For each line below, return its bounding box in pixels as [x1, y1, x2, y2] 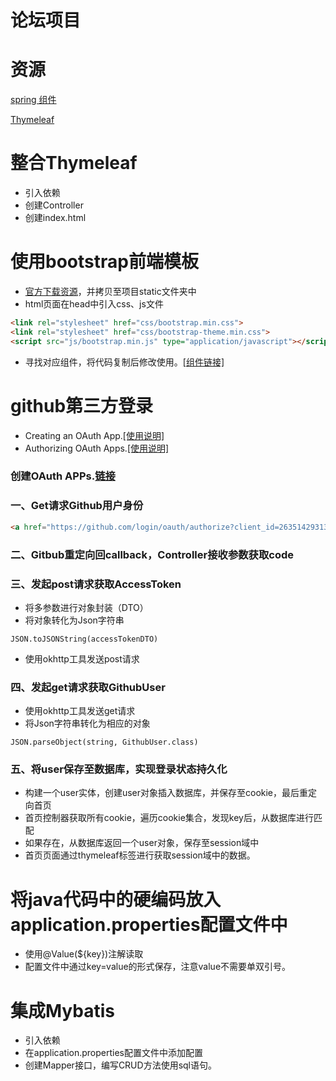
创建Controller [24, 199, 84, 211]
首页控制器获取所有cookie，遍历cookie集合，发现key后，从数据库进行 [24, 812, 314, 824]
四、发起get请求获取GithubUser [10, 680, 166, 694]
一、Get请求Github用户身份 [10, 499, 144, 513]
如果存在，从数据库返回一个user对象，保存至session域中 [24, 837, 260, 849]
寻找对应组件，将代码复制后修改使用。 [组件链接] [24, 356, 225, 368]
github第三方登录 [10, 394, 154, 417]
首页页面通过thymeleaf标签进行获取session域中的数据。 [24, 849, 256, 861]
